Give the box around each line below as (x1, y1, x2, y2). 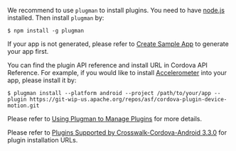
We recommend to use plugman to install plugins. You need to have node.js (7, 6, 225, 14)
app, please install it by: (7, 76, 77, 84)
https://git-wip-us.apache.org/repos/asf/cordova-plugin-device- (29, 96, 227, 103)
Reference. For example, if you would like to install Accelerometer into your (7, 69, 227, 77)
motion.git (7, 102, 40, 109)
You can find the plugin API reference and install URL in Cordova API (7, 61, 208, 69)
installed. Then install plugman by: (7, 13, 104, 22)
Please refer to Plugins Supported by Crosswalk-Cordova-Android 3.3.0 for (7, 128, 227, 137)
